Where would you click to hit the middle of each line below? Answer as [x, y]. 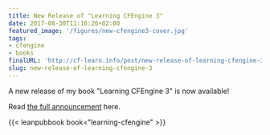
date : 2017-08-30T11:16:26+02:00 [64, 23]
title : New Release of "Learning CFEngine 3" [86, 16]
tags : [17, 38]
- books [21, 53]
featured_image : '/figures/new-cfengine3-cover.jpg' [98, 31]
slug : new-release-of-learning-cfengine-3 [80, 68]
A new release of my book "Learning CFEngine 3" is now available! [119, 91]
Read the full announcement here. [65, 106]
